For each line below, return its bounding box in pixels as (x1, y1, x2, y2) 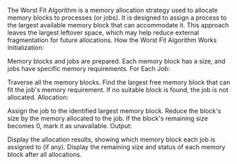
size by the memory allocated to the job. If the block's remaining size (7, 114, 209, 122)
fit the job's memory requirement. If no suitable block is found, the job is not (7, 86, 229, 94)
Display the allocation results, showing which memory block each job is (7, 135, 216, 144)
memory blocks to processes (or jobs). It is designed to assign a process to (7, 13, 227, 22)
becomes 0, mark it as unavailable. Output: (7, 122, 132, 130)
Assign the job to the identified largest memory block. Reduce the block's (7, 107, 221, 115)
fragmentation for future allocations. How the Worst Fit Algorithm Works (7, 36, 217, 44)
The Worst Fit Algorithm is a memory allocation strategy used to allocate (7, 6, 218, 14)
